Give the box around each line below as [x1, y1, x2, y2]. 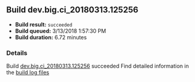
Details [6, 48, 28, 57]
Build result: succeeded [15, 20, 73, 28]
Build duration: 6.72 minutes [15, 33, 87, 41]
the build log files [6, 69, 50, 76]
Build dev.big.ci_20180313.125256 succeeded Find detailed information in [6, 63, 189, 70]
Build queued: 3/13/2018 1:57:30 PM [15, 27, 107, 34]
